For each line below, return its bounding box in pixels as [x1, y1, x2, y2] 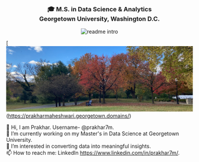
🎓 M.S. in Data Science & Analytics [47, 5, 152, 13]
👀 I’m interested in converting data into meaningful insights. [6, 142, 151, 150]
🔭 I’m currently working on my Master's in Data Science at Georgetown [6, 129, 179, 137]
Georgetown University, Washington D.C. [39, 14, 160, 22]
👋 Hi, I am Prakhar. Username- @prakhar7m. [6, 124, 114, 131]
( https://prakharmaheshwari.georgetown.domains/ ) [6, 112, 131, 119]
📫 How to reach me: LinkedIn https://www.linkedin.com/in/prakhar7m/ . [6, 149, 180, 156]
